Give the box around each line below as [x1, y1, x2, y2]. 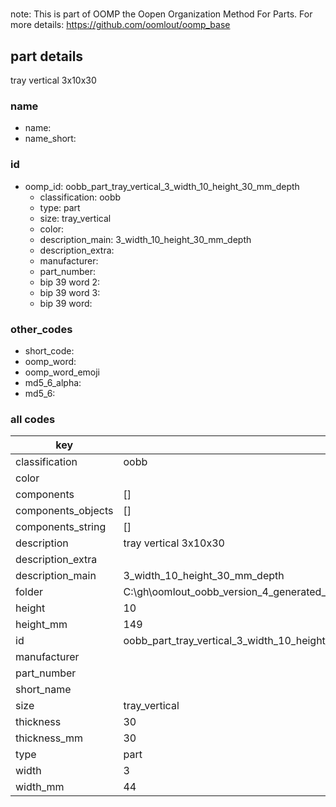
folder [15, 585, 44, 599]
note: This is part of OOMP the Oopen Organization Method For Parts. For [10, 8, 313, 20]
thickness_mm [15, 731, 84, 745]
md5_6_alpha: [24, 376, 82, 388]
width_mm [15, 780, 65, 794]
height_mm [15, 618, 68, 632]
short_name [15, 683, 72, 697]
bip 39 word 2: [39, 276, 101, 288]
